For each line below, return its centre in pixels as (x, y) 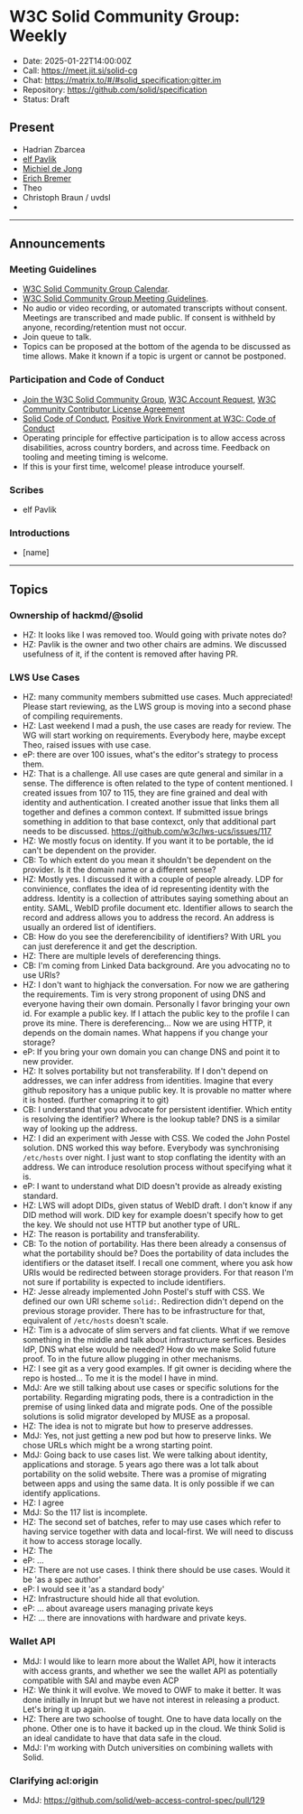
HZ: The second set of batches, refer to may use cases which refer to (151, 1522)
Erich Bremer (47, 178)
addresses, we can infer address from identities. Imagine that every (147, 1081)
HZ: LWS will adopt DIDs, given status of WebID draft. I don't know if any (157, 1205)
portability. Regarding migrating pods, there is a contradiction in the (148, 1398)
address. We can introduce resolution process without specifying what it (157, 1167)
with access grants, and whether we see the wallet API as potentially (150, 1670)
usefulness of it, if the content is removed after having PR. (130, 654)
